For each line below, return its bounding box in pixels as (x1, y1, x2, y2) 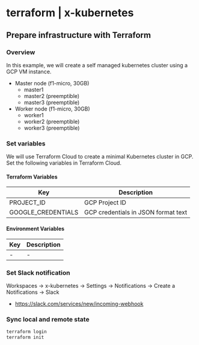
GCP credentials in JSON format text (84, 208, 188, 216)
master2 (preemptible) (23, 92, 80, 99)
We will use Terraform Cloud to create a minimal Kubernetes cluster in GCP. (6, 153, 194, 160)
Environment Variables (6, 225, 65, 232)
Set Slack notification (6, 268, 70, 276)
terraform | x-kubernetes (6, 6, 134, 20)
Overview (6, 48, 35, 56)
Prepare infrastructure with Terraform (6, 30, 152, 40)
